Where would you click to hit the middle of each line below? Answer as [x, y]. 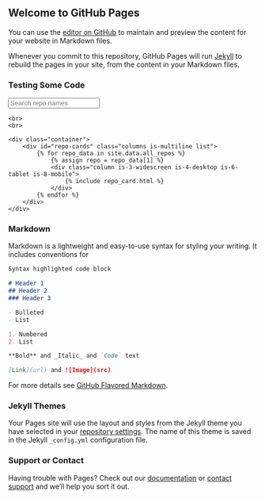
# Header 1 [26, 284]
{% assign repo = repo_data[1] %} [107, 161]
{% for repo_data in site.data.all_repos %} [111, 154]
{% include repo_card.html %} [114, 182]
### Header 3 [30, 298]
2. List [21, 342]
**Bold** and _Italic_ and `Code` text [74, 356]
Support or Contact [46, 461]
